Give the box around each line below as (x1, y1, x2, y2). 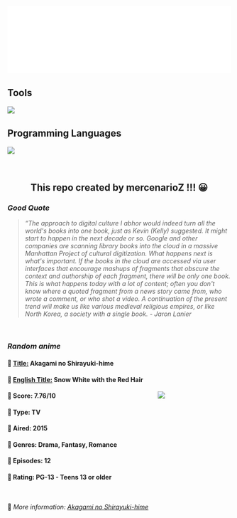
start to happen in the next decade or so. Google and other (24, 234, 198, 243)
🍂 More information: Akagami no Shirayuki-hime (7, 502, 149, 511)
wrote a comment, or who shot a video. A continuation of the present (24, 295, 228, 303)
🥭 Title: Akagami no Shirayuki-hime (7, 359, 114, 367)
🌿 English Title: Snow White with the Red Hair (7, 375, 143, 384)
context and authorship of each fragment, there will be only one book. (24, 272, 231, 280)
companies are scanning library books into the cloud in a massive (24, 242, 219, 250)
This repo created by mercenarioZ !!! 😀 (31, 181, 208, 194)
